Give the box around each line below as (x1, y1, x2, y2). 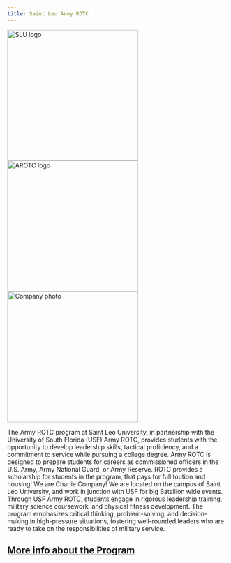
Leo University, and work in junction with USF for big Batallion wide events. (7, 487, 223, 495)
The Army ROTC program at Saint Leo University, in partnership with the (7, 428, 215, 436)
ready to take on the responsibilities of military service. (7, 524, 165, 532)
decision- (180, 509, 208, 518)
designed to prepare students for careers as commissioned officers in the (7, 458, 219, 466)
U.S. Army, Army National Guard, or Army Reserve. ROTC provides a (7, 465, 204, 473)
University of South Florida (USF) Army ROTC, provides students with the (7, 435, 218, 444)
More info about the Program (7, 545, 135, 557)
